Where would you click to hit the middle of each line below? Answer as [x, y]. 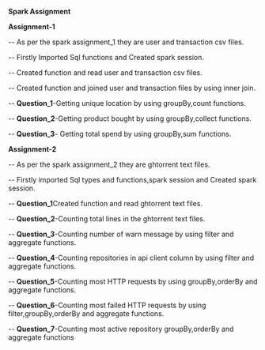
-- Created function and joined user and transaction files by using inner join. [132, 88]
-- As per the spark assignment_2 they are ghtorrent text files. [109, 164]
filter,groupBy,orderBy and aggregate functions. [86, 314]
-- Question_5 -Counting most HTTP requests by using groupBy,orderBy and [133, 281]
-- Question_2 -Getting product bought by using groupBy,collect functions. [130, 119]
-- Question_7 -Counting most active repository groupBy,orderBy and [121, 329]
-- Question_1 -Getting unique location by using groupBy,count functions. [127, 103]
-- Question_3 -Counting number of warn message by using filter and [121, 234]
